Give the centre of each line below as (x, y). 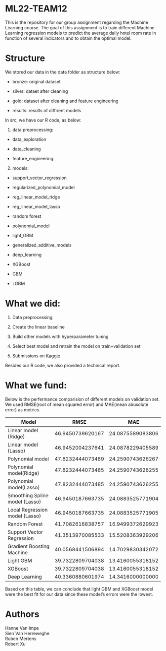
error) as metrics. (23, 409)
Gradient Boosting (29, 546)
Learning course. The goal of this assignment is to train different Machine (80, 27)
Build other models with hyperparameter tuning (60, 336)
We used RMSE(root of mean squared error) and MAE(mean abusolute (77, 404)
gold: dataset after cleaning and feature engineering (65, 101)
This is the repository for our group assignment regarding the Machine (77, 22)
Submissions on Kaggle (36, 356)
